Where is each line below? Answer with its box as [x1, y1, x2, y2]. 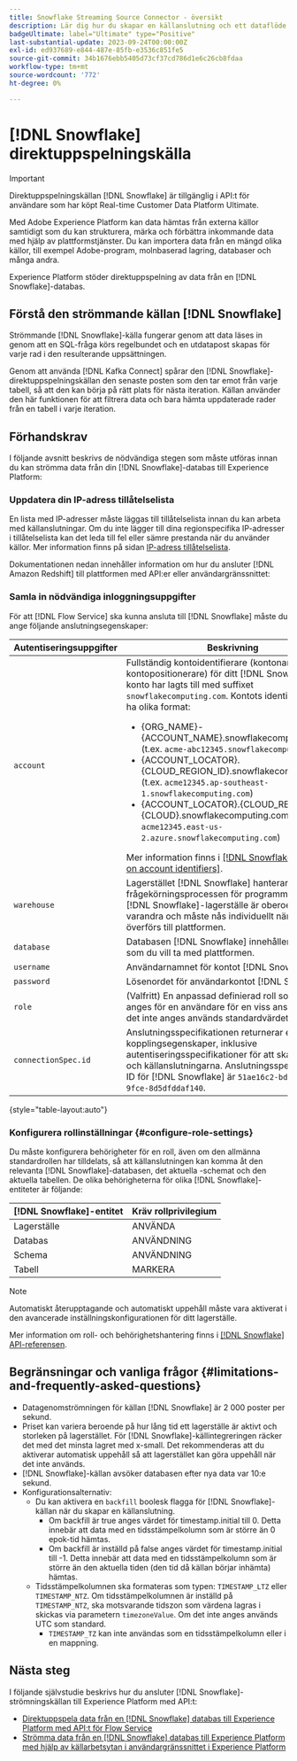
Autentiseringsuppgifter [13, 641, 118, 654]
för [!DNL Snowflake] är [136, 1070, 236, 1082]
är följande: [41, 1184, 83, 1195]
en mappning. [48, 1637, 99, 1648]
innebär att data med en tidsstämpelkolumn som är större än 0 [48, 1524, 276, 1535]
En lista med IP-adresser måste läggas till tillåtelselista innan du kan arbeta [9, 514, 281, 524]
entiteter [9, 1184, 40, 1195]
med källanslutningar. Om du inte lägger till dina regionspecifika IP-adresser [9, 524, 285, 534]
